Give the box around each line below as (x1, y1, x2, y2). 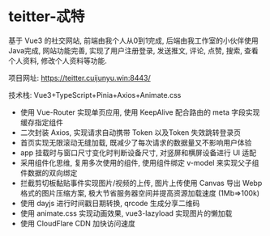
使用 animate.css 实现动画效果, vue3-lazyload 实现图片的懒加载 (19, 208, 233, 218)
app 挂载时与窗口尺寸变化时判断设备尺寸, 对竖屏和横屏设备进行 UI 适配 (19, 147, 257, 158)
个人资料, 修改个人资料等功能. (8, 56, 108, 65)
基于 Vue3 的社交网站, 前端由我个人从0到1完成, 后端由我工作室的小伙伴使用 (8, 36, 259, 45)
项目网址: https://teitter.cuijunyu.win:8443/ (8, 73, 152, 82)
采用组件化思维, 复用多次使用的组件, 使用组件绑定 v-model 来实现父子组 (19, 158, 259, 167)
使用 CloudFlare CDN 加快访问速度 (19, 218, 136, 228)
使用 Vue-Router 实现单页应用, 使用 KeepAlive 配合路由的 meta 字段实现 (19, 107, 260, 117)
